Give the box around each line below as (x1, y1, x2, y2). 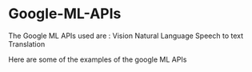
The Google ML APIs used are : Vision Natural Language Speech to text (8, 31, 244, 40)
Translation (8, 39, 46, 48)
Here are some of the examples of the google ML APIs (8, 55, 187, 64)
